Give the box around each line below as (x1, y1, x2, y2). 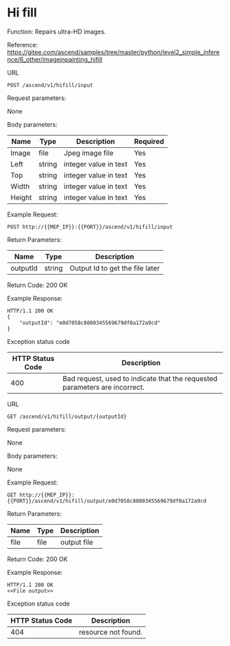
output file (60, 537, 94, 547)
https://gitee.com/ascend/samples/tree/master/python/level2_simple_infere (7, 48, 220, 56)
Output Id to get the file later (69, 263, 160, 273)
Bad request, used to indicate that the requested (62, 373, 218, 383)
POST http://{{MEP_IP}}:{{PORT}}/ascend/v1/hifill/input (7, 223, 173, 230)
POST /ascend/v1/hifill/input (7, 82, 94, 88)
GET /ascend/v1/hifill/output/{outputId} (7, 413, 127, 420)
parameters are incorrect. (62, 382, 145, 392)
